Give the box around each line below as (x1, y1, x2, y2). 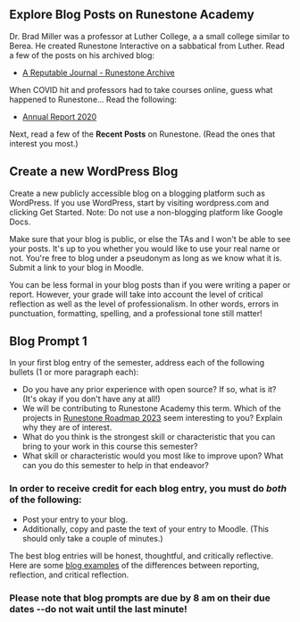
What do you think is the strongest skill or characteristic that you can (21, 432, 275, 442)
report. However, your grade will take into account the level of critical (9, 289, 263, 299)
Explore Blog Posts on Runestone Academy (9, 7, 254, 22)
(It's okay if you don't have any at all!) (21, 393, 161, 405)
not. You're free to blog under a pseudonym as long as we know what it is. (9, 252, 283, 263)
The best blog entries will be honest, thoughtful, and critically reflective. (9, 550, 274, 561)
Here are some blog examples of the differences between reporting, (9, 559, 260, 570)
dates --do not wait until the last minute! (9, 602, 187, 615)
